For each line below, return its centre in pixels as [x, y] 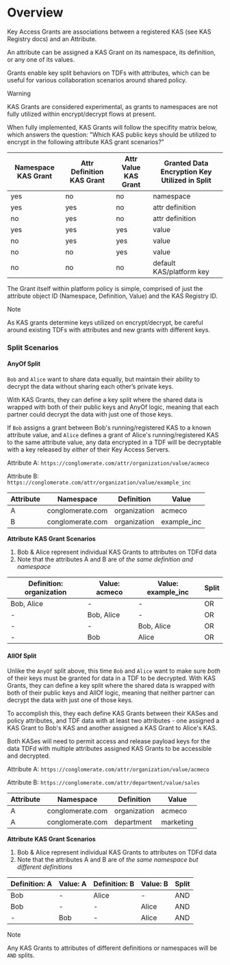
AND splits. [21, 955]
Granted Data [186, 163]
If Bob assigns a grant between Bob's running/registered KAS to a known [109, 428]
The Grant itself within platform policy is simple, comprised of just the [105, 288]
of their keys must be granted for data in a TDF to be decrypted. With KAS [112, 678]
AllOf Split [22, 655]
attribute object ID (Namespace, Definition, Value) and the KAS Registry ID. [112, 296]
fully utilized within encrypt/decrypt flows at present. [81, 114]
